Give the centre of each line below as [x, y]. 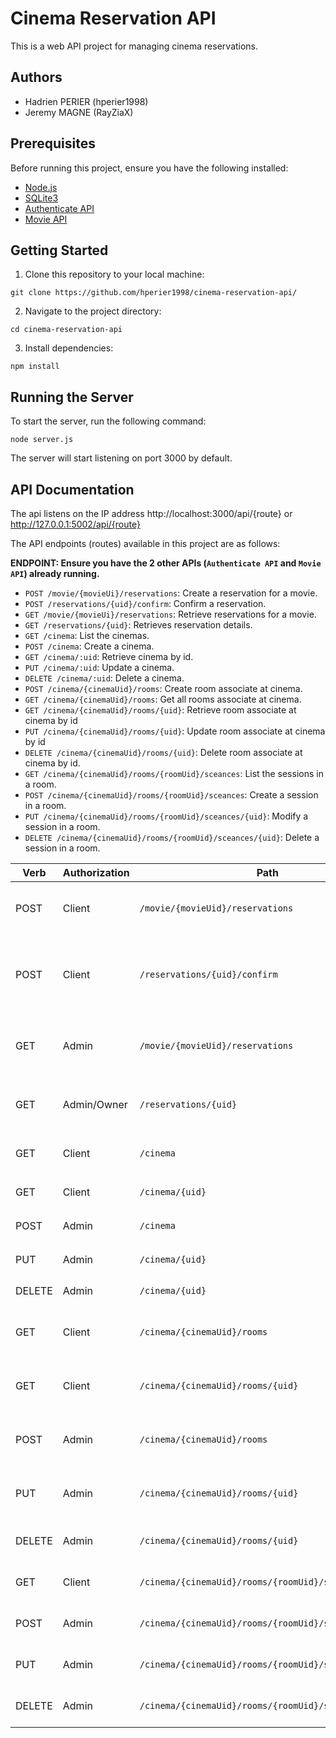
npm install [35, 367]
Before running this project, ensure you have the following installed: [149, 168]
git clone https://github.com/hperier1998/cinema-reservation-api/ [154, 293]
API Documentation [72, 489]
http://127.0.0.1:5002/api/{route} [75, 524]
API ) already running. [55, 573]
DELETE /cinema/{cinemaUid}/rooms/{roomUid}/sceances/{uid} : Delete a [172, 837]
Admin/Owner [95, 1104]
